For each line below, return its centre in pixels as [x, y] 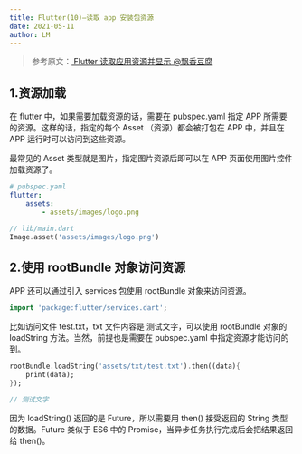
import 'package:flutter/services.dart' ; [89, 308]
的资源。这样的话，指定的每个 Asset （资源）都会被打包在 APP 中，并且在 [147, 128]
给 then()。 [30, 440]
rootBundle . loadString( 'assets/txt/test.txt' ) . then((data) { [125, 367]
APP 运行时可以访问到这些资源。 [70, 139]
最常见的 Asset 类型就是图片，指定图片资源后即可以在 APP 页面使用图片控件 [151, 159]
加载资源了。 [33, 169]
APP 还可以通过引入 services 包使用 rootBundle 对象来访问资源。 [130, 291]
